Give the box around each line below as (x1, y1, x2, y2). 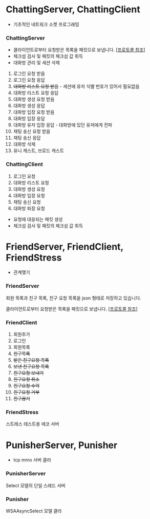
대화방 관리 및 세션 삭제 (13, 60, 60, 66)
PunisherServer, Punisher (6, 439, 118, 451)
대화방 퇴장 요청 (13, 205, 45, 211)
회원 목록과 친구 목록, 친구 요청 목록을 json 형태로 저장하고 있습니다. (6, 294, 141, 301)
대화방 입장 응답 (13, 116, 45, 122)
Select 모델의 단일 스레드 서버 (6, 482, 66, 489)
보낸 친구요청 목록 (13, 363, 49, 369)
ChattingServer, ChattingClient (6, 4, 140, 15)
